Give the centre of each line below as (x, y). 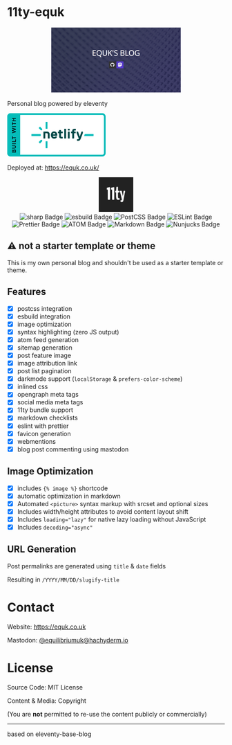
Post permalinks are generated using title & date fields (87, 566)
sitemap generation (45, 348)
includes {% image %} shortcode (62, 488)
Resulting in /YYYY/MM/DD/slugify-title (63, 580)
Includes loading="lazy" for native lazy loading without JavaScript (112, 519)
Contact (31, 607)
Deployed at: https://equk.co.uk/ (53, 168)
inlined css (32, 387)
